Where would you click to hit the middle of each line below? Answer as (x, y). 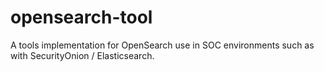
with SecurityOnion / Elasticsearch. (82, 55)
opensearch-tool (81, 17)
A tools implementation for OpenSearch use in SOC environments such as (162, 45)
